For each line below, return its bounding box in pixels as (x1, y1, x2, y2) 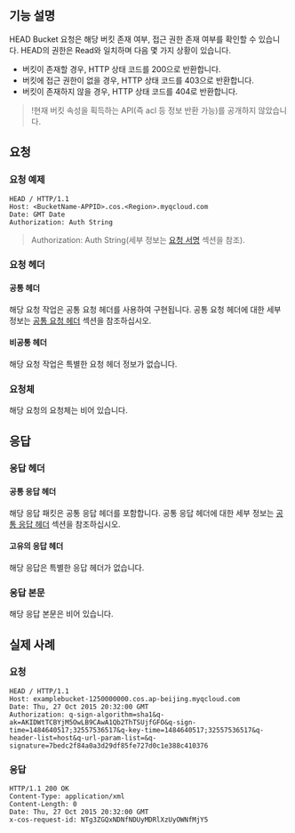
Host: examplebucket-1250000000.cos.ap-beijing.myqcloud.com (9, 694, 241, 703)
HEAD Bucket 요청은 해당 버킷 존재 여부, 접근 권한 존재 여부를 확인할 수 (9, 34, 257, 44)
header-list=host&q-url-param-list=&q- (9, 733, 157, 742)
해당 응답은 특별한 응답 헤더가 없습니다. (9, 562, 145, 572)
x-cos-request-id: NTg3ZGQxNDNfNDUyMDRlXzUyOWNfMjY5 (9, 815, 209, 825)
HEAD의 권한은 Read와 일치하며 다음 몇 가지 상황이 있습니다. (20, 44, 231, 55)
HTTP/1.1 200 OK (9, 784, 69, 794)
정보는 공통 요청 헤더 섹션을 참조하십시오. (9, 315, 152, 326)
